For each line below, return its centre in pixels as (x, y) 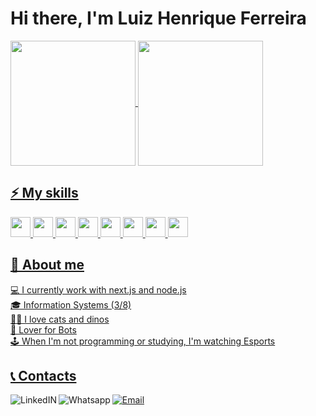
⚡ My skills (44, 193)
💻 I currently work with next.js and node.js (98, 289)
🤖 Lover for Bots (43, 329)
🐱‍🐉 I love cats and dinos (60, 319)
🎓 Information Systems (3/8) (71, 304)
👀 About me (47, 265)
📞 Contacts (43, 375)
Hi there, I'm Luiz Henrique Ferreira (158, 18)
